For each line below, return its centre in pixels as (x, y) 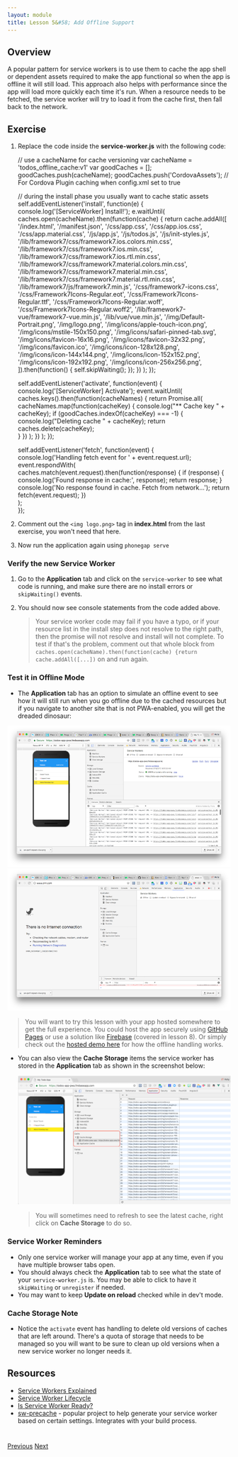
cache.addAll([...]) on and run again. (92, 659)
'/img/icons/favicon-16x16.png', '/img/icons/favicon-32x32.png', (111, 340)
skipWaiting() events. (50, 594)
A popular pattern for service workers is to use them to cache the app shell (117, 69)
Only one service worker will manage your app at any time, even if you (120, 1257)
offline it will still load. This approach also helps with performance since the (117, 84)
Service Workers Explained (57, 1390)
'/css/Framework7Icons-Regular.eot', (72, 294)
